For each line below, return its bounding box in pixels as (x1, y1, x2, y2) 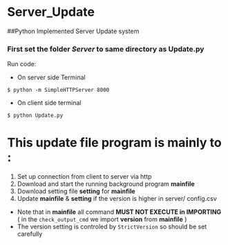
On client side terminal (17, 99, 82, 107)
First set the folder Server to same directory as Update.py (7, 44, 205, 54)
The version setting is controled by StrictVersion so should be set (17, 222, 207, 231)
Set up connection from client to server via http (17, 173, 152, 181)
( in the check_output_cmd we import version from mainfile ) (17, 215, 187, 224)
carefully (17, 230, 43, 238)
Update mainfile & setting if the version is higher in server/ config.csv (17, 195, 218, 203)
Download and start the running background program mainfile (17, 180, 195, 188)
